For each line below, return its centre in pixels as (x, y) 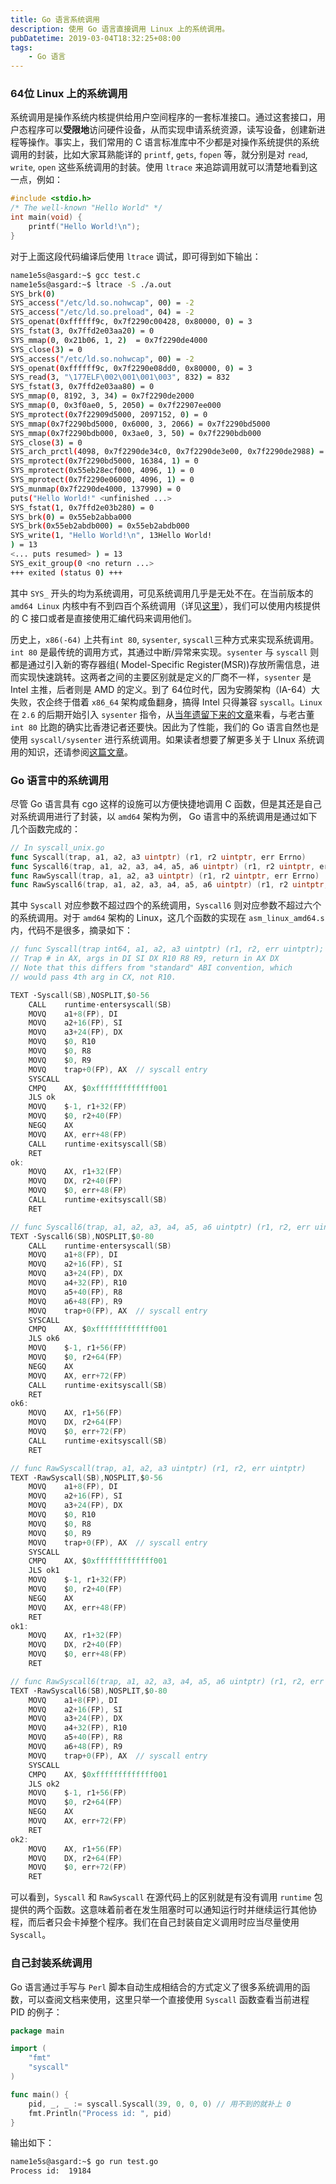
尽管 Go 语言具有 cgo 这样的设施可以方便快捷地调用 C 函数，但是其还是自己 (166, 803)
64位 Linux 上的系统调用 (69, 94)
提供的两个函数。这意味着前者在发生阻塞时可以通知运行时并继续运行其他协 (163, 1910)
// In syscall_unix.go (57, 847)
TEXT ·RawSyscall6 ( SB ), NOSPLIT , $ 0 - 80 (89, 1691)
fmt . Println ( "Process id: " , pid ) (100, 2113)
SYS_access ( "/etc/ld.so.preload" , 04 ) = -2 (102, 312)
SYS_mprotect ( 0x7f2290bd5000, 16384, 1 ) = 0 (104, 461)
